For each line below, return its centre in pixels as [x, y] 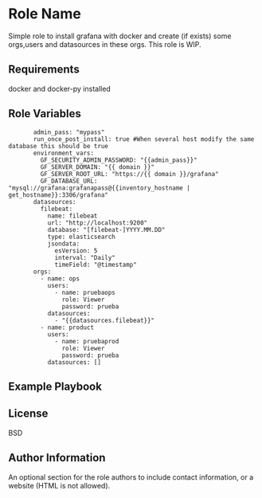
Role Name [45, 14]
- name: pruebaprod [87, 341]
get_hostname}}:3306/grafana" [59, 195]
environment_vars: [63, 153]
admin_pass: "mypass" [69, 132]
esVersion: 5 [76, 251]
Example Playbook [55, 386]
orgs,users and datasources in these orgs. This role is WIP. [105, 44]
